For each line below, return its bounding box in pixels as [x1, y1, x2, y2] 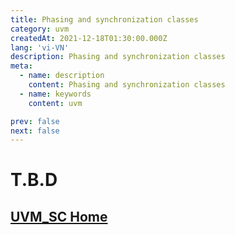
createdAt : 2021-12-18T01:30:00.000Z [10, 33, 168, 43]
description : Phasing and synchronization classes [10, 52, 226, 62]
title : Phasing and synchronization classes [10, 14, 199, 25]
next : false [10, 126, 60, 136]
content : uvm [28, 98, 83, 108]
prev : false [10, 116, 60, 126]
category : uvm [10, 24, 70, 34]
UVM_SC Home [10, 208, 108, 225]
